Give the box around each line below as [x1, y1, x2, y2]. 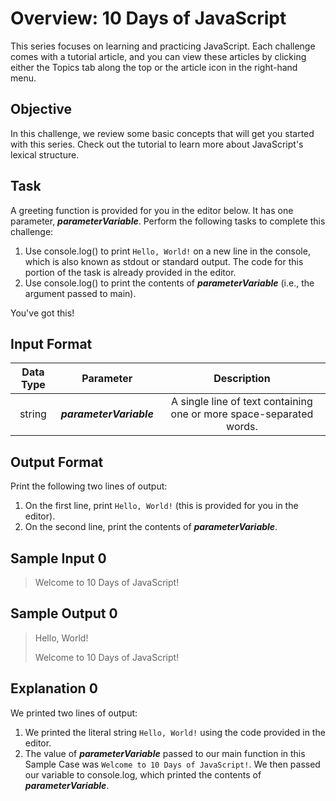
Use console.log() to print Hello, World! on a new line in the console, [24, 245, 311, 257]
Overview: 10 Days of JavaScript [10, 7, 287, 30]
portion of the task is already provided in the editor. [24, 266, 237, 278]
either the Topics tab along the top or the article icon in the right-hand [10, 61, 298, 73]
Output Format [10, 453, 104, 471]
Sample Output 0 [10, 605, 118, 622]
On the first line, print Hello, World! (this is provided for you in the [24, 500, 299, 512]
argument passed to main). [24, 287, 137, 299]
